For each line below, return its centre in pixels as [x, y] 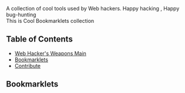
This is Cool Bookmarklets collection [50, 21]
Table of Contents [40, 39]
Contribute [28, 66]
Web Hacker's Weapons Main [51, 53]
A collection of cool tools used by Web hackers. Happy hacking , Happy [93, 8]
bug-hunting [21, 15]
